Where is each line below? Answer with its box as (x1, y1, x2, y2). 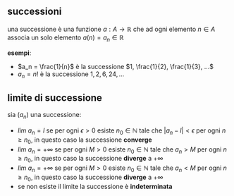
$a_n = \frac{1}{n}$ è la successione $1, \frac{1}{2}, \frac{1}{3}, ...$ (17, 62, 214, 71)
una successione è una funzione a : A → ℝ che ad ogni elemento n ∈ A (7, 25, 216, 33)
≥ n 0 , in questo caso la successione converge (17, 135, 153, 145)
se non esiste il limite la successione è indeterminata (17, 182, 173, 190)
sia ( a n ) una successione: (7, 111, 82, 121)
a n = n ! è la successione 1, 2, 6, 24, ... (17, 70, 125, 80)
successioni (7, 6, 62, 18)
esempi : (7, 49, 32, 57)
